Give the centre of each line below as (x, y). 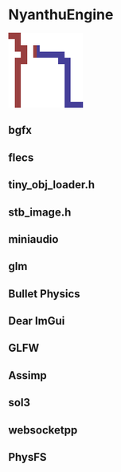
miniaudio (33, 239)
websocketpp (43, 430)
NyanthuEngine (61, 15)
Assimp (28, 375)
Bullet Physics (45, 294)
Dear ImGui (37, 321)
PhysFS (27, 457)
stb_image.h (40, 212)
